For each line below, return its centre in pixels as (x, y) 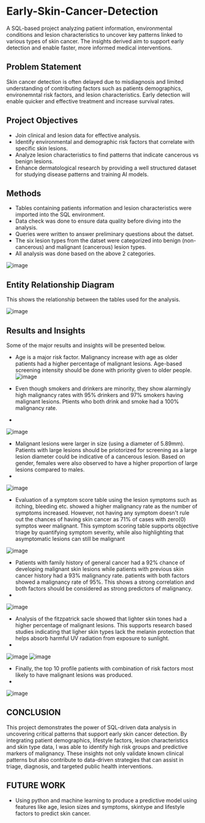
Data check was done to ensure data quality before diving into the (98, 221)
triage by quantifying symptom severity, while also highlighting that (99, 532)
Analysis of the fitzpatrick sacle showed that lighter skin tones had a (101, 619)
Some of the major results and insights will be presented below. (86, 345)
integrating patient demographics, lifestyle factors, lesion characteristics (97, 740)
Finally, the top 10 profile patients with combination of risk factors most (104, 668)
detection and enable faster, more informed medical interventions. (89, 48)
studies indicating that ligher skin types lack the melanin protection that (105, 632)
